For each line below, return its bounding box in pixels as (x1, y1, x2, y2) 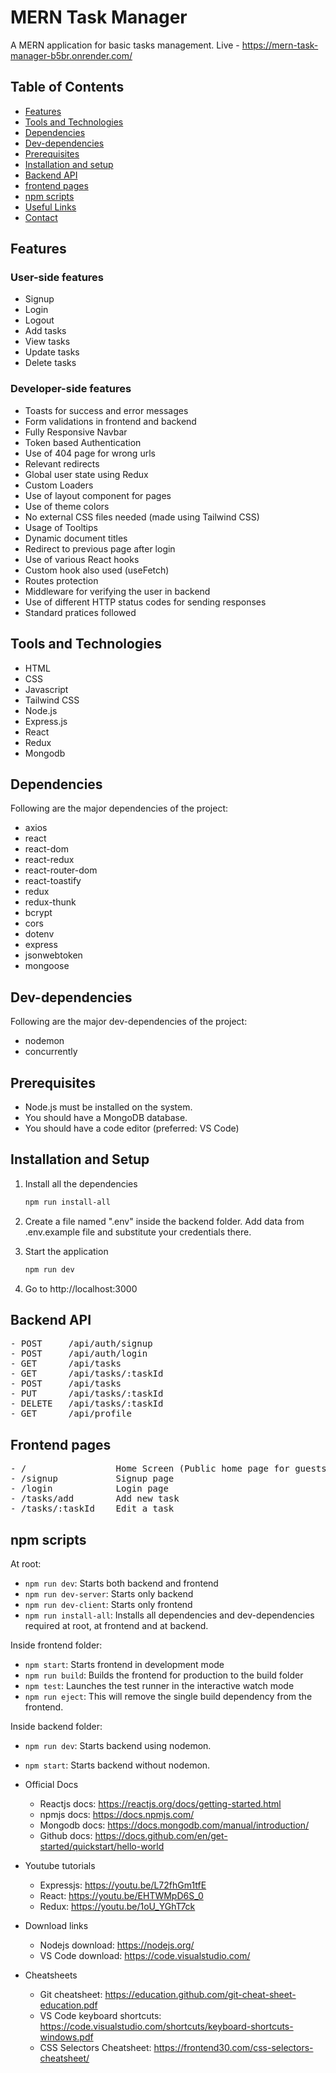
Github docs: (39, 1829, 93, 1841)
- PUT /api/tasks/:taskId (10, 1388, 164, 1400)
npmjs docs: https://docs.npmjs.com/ (39, 1808, 195, 1820)
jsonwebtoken (24, 949, 83, 961)
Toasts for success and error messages (24, 404, 189, 416)
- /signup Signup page (10, 1473, 175, 1485)
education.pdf (39, 1999, 98, 2011)
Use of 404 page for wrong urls (24, 447, 156, 459)
